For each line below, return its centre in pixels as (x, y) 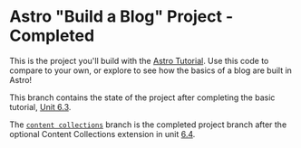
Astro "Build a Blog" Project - (121, 17)
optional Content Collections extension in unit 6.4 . (102, 134)
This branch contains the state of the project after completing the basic (142, 97)
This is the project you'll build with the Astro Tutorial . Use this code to (139, 60)
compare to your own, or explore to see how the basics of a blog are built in (151, 70)
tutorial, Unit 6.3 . (40, 106)
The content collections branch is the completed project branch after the (148, 125)
